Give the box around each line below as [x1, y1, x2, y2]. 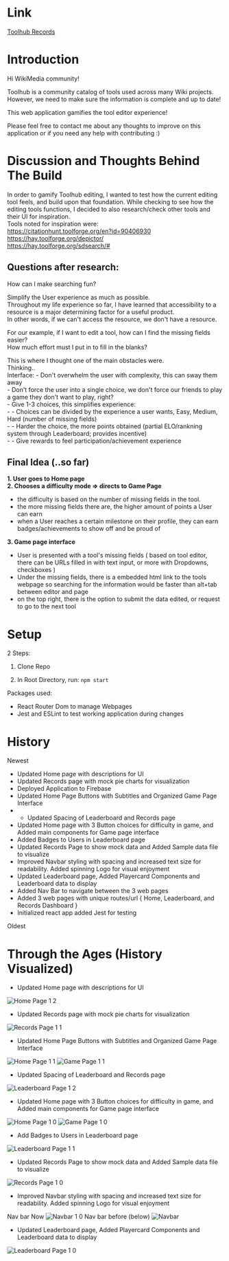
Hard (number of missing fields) [7, 415, 97, 423]
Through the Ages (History [7, 946, 162, 962]
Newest [7, 756, 29, 765]
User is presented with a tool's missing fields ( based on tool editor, [16, 551, 208, 560]
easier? [7, 336, 28, 344]
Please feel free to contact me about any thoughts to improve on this [7, 122, 201, 130]
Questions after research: [7, 261, 119, 273]
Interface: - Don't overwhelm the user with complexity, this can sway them [7, 371, 218, 379]
